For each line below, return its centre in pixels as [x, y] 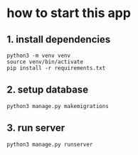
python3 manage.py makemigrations [58, 106]
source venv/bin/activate [45, 62]
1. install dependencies [59, 39]
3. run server [36, 128]
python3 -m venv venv [39, 55]
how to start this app [69, 13]
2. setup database [48, 90]
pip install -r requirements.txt [56, 68]
